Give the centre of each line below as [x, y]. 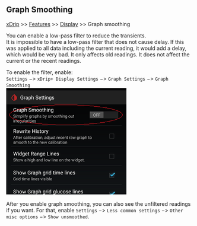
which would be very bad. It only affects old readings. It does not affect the [98, 54]
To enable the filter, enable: [39, 72]
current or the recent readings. [44, 61]
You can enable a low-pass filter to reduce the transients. [76, 36]
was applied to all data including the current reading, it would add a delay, [96, 48]
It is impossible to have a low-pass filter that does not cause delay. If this [95, 42]
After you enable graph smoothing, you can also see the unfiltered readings [99, 203]
